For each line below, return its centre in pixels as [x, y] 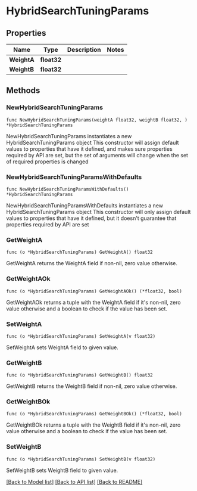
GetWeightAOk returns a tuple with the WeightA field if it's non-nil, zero [93, 302]
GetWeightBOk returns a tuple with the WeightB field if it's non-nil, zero [93, 425]
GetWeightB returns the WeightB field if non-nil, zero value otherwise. [92, 386]
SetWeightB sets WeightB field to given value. [62, 470]
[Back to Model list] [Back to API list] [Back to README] [74, 481]
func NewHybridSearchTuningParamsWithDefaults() [68, 189]
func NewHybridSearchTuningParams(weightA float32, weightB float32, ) [97, 120]
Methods [23, 91]
